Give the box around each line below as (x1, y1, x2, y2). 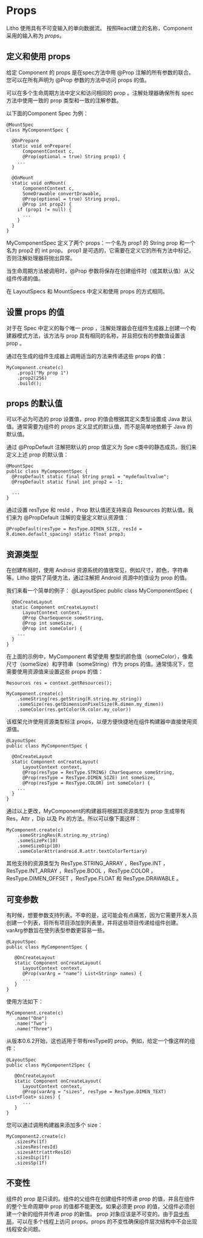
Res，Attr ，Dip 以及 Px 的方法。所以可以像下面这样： (6, 815, 141, 822)
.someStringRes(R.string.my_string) (17, 833, 110, 839)
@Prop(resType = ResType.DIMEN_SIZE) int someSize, (22, 775, 156, 781)
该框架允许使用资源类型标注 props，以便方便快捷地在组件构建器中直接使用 (6, 718, 192, 725)
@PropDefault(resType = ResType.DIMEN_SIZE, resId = (6, 526, 142, 532)
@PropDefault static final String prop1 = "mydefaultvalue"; (12, 474, 170, 480)
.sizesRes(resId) (14, 1144, 59, 1150)
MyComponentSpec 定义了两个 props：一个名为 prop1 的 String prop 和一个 (6, 239, 196, 246)
